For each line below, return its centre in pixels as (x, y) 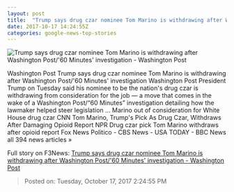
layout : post (26, 14)
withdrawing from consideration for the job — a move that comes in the (110, 96)
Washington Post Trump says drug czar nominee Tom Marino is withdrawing (117, 73)
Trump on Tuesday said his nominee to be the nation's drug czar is (103, 88)
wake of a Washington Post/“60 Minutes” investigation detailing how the (111, 103)
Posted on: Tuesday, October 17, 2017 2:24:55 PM (95, 182)
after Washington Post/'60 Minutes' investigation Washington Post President (117, 81)
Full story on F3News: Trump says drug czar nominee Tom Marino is (105, 153)
